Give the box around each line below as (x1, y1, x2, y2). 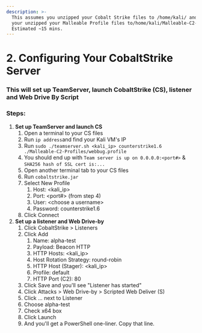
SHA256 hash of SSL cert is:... (23, 161, 105, 167)
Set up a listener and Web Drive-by (14, 218, 104, 225)
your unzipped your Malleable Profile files (11, 20, 125, 26)
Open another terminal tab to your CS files (23, 166, 129, 174)
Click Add (23, 230, 49, 237)
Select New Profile (23, 179, 70, 186)
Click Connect (23, 211, 60, 218)
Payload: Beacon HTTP (32, 243, 91, 250)
